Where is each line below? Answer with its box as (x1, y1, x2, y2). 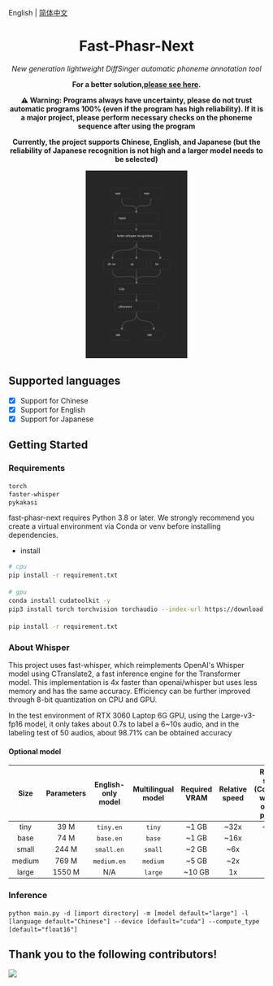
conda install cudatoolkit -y (8, 597, 111, 605)
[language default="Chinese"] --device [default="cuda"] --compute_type (8, 917, 260, 926)
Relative (219, 784, 248, 794)
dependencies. (8, 530, 58, 539)
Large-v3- (220, 710, 256, 720)
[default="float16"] (8, 925, 79, 934)
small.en (94, 846, 124, 854)
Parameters (45, 788, 87, 798)
